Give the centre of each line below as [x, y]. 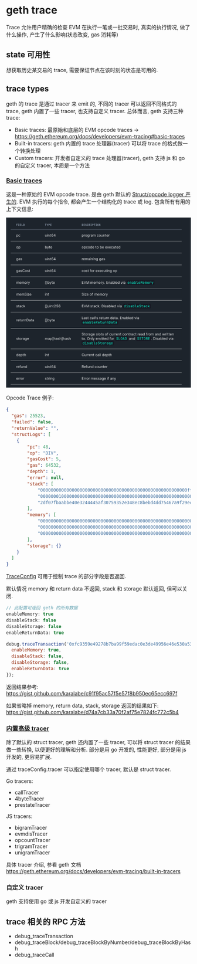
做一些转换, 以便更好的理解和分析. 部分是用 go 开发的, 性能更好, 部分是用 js [96, 750]
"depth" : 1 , [42, 472]
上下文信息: [20, 209]
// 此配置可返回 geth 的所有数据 [42, 608]
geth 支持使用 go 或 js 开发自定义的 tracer [57, 901]
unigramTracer [32, 853]
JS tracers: [19, 816]
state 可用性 [28, 55]
